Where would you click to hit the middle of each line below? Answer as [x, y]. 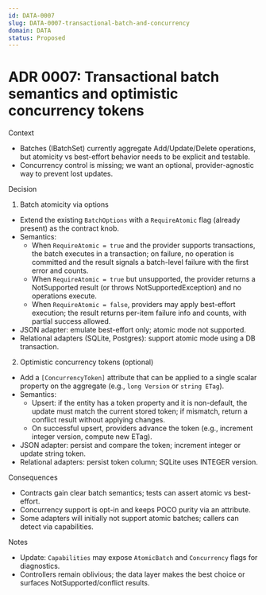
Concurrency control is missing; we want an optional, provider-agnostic [137, 165]
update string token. [52, 453]
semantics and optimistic [93, 94]
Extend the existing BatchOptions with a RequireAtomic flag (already [130, 220]
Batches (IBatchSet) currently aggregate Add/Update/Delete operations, [138, 149]
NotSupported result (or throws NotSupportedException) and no [137, 288]
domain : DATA [30, 30]
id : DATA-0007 [32, 16]
